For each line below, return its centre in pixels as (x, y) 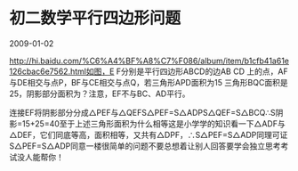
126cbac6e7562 (39, 71)
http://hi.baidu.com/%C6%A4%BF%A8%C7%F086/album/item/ (127, 61)
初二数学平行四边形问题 (95, 18)
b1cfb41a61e (266, 61)
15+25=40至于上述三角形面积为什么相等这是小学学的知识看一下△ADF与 (154, 123)
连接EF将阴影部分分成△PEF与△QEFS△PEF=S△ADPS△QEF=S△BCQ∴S (142, 112)
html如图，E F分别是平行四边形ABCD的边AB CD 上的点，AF (179, 71)
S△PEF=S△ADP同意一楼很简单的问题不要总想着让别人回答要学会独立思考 (145, 146)
